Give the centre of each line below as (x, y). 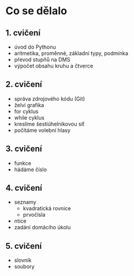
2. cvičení (24, 84)
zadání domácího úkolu (43, 227)
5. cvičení (24, 246)
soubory (24, 267)
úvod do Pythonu (35, 47)
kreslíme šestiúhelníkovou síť (49, 124)
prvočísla (34, 215)
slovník (23, 260)
